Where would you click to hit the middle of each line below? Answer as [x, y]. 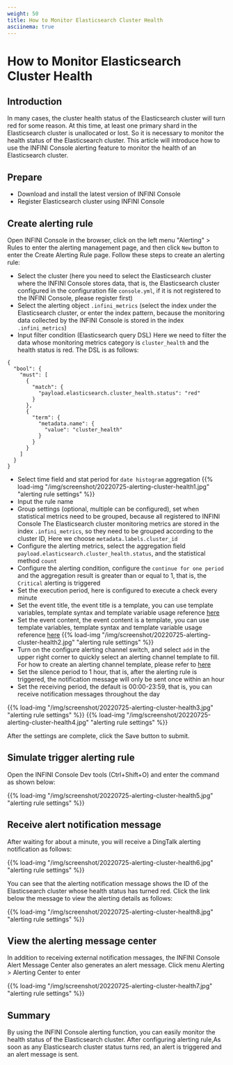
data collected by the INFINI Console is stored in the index [101, 320]
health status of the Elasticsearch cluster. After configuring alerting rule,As [114, 1040]
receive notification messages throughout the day [88, 694]
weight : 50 [23, 14]
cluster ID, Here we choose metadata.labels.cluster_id [97, 538]
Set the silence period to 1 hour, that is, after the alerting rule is [107, 672]
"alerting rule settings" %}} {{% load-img [66, 715]
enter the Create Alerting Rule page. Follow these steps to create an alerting [116, 255]
